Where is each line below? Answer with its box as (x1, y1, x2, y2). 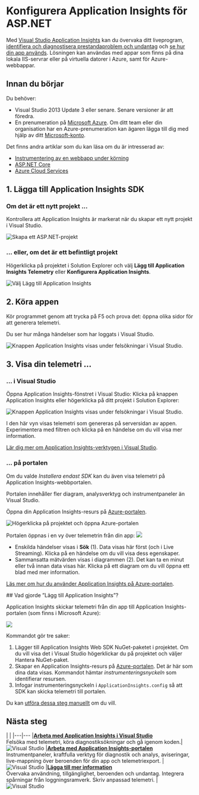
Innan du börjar (6, 79, 64, 89)
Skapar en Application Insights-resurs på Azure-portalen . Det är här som (14, 662, 193, 670)
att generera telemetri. (6, 319, 61, 326)
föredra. (14, 112, 34, 119)
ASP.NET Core (14, 160, 50, 168)
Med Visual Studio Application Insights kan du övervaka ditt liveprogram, (6, 36, 184, 43)
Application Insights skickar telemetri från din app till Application (6, 603, 164, 610)
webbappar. (6, 61, 36, 69)
